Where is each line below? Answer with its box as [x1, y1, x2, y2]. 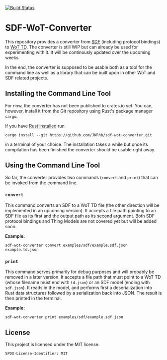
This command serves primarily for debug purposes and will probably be [5, 269, 155, 275]
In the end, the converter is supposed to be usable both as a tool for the [5, 64, 153, 70]
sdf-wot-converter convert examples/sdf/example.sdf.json [5, 243, 128, 248]
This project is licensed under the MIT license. [5, 341, 100, 347]
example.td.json [5, 247, 39, 252]
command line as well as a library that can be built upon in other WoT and [5, 69, 156, 75]
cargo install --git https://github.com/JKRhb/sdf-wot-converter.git [5, 132, 153, 137]
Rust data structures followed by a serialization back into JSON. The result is [5, 290, 163, 296]
